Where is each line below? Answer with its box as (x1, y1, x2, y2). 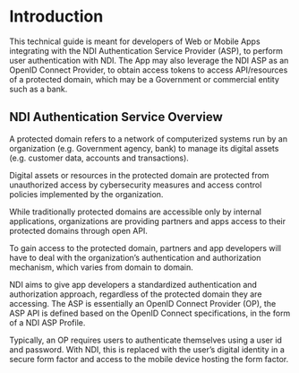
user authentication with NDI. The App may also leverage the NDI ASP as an (9, 55, 289, 65)
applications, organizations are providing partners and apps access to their (9, 215, 286, 226)
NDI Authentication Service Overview (9, 109, 224, 125)
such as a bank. (9, 83, 68, 94)
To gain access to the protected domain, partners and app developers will (9, 242, 282, 253)
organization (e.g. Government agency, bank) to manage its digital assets (9, 143, 279, 153)
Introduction (9, 6, 104, 27)
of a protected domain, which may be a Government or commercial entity (9, 74, 280, 84)
